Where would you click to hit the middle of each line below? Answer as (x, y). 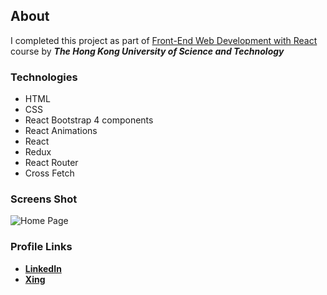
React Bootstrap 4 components (89, 120)
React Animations (61, 131)
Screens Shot (44, 199)
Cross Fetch (49, 173)
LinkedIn (43, 268)
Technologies (44, 77)
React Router (51, 163)
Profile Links (41, 247)
